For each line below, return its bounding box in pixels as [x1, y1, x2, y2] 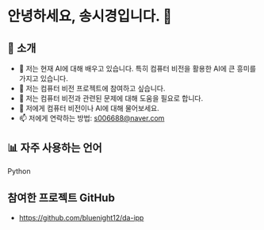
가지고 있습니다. [18, 74, 68, 83]
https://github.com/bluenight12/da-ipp [18, 213, 144, 222]
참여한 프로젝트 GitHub [7, 191, 116, 205]
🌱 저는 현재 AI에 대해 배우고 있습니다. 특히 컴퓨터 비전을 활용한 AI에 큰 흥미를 [18, 64, 257, 73]
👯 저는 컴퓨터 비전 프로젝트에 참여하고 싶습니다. [18, 84, 166, 93]
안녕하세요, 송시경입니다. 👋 [7, 7, 172, 25]
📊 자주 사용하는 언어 [7, 141, 102, 155]
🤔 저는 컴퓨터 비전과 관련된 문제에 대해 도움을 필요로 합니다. [18, 94, 204, 103]
